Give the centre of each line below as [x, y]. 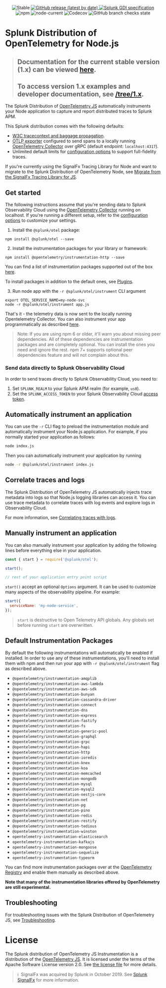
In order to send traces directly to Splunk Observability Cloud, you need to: [81, 379]
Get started [23, 193]
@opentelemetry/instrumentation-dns [50, 710]
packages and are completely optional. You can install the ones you [86, 344]
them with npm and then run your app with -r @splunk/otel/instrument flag [82, 663]
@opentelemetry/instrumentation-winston [54, 831]
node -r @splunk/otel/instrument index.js [49, 465]
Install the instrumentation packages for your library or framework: [80, 249]
